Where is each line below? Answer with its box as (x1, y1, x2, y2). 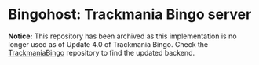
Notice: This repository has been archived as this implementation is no (8, 31, 237, 41)
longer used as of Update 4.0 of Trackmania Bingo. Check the (8, 39, 209, 49)
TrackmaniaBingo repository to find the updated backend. (8, 48, 195, 57)
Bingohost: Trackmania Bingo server (8, 5, 252, 23)
